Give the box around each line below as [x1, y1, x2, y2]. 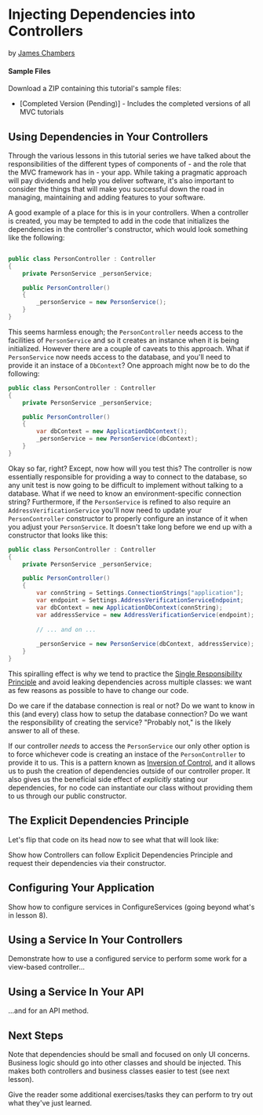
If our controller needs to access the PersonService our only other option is [8, 741, 250, 750]
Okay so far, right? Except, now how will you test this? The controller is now [8, 464, 253, 473]
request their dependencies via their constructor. [8, 858, 166, 867]
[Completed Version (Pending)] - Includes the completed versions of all [19, 99, 251, 108]
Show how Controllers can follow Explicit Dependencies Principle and [8, 850, 233, 860]
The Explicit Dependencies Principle [8, 814, 189, 827]
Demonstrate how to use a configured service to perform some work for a [8, 954, 247, 963]
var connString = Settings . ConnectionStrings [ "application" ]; [36, 589, 244, 597]
